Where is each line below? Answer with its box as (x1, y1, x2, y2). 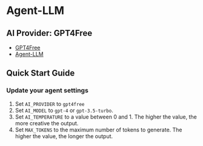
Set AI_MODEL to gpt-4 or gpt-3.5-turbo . (15, 106, 113, 114)
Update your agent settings (6, 86, 89, 95)
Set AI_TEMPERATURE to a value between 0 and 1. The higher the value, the (15, 113, 197, 120)
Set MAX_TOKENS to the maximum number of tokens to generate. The (15, 126, 183, 133)
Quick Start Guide (6, 68, 75, 78)
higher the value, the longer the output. (15, 132, 113, 140)
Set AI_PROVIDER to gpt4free (15, 100, 85, 107)
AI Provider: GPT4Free (6, 28, 93, 38)
